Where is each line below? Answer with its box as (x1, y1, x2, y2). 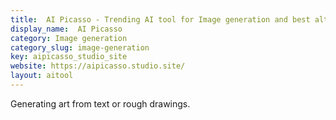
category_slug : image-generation (10, 42, 150, 53)
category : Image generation (10, 33, 128, 43)
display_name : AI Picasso (10, 24, 123, 34)
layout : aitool (10, 71, 74, 81)
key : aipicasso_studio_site (10, 52, 128, 62)
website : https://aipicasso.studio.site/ (10, 61, 186, 71)
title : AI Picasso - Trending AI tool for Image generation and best (10, 14, 311, 25)
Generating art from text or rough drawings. (10, 97, 191, 110)
